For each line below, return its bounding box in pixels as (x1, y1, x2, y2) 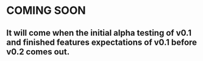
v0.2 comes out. (6, 47, 70, 57)
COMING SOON (6, 4, 87, 18)
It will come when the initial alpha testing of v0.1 (6, 28, 192, 38)
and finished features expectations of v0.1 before (6, 37, 197, 47)
